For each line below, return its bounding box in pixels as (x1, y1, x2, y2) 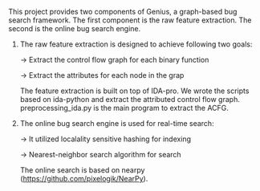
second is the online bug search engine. (8, 24, 141, 33)
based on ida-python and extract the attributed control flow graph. (19, 95, 241, 104)
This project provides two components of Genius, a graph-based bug (8, 7, 238, 16)
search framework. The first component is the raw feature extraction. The (8, 15, 252, 25)
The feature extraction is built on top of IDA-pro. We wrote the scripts (19, 86, 250, 95)
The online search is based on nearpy (19, 165, 145, 175)
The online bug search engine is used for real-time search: (19, 119, 214, 128)
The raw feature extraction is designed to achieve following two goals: (19, 39, 253, 49)
